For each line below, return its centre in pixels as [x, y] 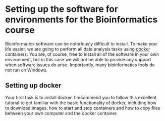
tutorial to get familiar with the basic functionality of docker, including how [81, 103]
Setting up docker [33, 86]
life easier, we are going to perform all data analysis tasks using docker [78, 49]
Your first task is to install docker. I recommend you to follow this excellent [81, 97]
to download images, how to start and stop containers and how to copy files [82, 108]
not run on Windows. [27, 70]
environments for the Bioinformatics [81, 20]
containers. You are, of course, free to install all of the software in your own [82, 54]
